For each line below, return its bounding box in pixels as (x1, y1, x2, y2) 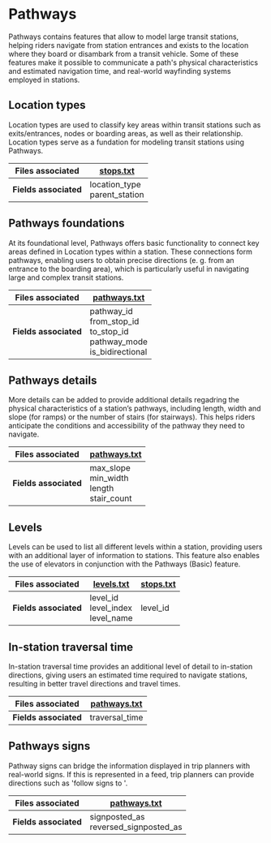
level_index (89, 602, 132, 613)
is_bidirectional (89, 346, 148, 357)
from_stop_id (89, 316, 140, 327)
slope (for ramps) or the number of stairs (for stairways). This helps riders (8, 412, 256, 422)
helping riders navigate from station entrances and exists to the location (8, 40, 249, 49)
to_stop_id (89, 325, 129, 337)
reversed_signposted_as (89, 821, 183, 832)
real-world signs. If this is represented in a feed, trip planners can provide (8, 769, 255, 779)
